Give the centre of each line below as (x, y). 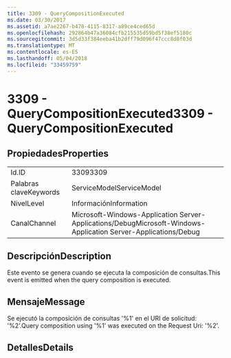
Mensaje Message (46, 302)
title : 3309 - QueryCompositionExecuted (66, 13)
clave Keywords (35, 192)
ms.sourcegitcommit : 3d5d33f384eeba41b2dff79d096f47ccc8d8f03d (100, 39)
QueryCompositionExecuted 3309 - (110, 113)
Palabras (25, 183)
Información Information (109, 203)
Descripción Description (59, 256)
